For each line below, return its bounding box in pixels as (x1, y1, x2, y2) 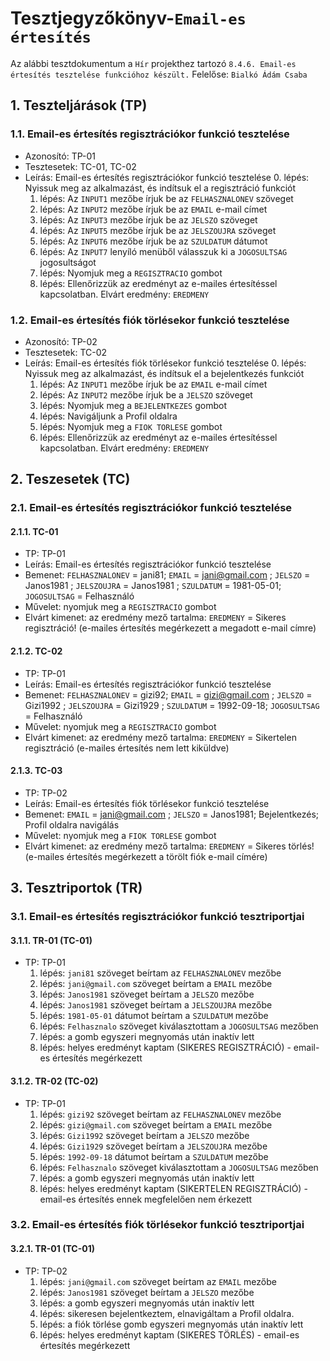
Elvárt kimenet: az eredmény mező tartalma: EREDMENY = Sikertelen (24, 731, 297, 743)
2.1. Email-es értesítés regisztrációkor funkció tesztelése (10, 501, 293, 515)
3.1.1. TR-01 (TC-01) (10, 934, 93, 946)
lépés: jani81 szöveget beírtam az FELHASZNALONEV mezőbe (39, 967, 282, 979)
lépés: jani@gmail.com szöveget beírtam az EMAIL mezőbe (39, 1275, 277, 1287)
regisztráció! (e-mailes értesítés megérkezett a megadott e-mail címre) (24, 622, 317, 634)
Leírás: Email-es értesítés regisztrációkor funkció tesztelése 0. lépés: (24, 171, 310, 183)
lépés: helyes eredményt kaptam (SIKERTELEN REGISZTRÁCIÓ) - (39, 1182, 308, 1194)
